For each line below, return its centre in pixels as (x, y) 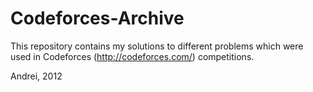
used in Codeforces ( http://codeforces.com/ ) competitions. (132, 56)
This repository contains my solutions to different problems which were (157, 46)
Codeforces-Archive (97, 18)
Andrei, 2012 (36, 76)
